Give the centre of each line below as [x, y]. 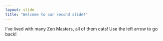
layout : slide [20, 10]
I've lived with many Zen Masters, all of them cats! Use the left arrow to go [81, 28]
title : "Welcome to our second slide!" [47, 14]
